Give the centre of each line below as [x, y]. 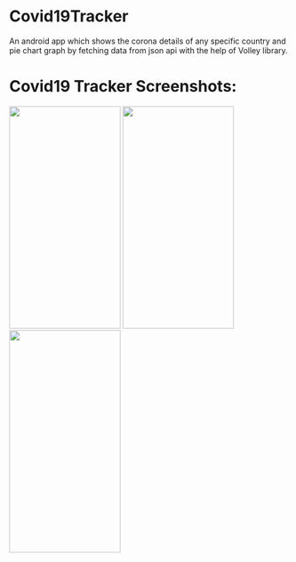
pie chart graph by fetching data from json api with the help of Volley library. [149, 50]
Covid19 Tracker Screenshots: [123, 87]
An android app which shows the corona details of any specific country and [148, 41]
